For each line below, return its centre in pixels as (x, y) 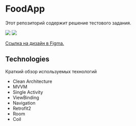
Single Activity (28, 92)
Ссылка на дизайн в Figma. (35, 43)
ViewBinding (26, 98)
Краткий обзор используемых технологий (51, 71)
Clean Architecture (32, 81)
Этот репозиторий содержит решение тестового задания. (68, 23)
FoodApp (25, 9)
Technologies (28, 59)
